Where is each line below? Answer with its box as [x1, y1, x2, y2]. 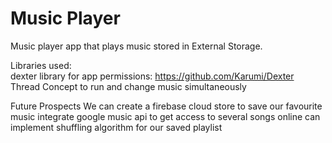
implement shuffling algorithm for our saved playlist [10, 121, 223, 133]
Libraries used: [10, 59, 72, 71]
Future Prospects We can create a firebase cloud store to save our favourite [10, 100, 323, 112]
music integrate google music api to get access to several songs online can [10, 110, 321, 122]
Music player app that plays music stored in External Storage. [10, 40, 263, 52]
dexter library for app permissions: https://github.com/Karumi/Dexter [10, 70, 295, 82]
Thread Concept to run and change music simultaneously [10, 80, 247, 92]
